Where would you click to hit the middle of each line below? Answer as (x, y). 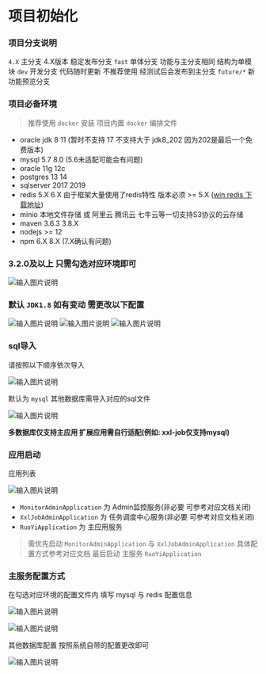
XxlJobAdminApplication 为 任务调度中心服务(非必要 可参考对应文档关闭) (137, 516)
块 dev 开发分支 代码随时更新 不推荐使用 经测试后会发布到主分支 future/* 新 (132, 71)
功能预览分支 (29, 82)
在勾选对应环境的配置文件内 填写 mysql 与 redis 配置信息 (100, 595)
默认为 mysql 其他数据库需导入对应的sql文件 (80, 398)
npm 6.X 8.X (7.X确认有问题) (66, 241)
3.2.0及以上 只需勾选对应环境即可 (72, 264)
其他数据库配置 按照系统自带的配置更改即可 (78, 645)
